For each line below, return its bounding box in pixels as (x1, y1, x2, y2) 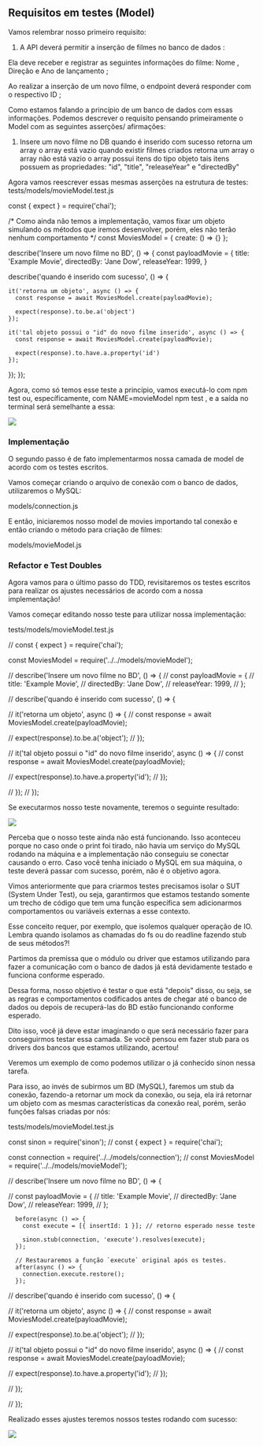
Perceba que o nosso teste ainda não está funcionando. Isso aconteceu (8, 832, 241, 842)
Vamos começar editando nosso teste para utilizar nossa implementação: (8, 610, 246, 619)
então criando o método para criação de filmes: (8, 525, 163, 535)
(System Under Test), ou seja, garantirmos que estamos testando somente (8, 890, 250, 899)
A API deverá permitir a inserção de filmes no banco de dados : (19, 43, 226, 52)
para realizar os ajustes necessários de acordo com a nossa (8, 586, 203, 595)
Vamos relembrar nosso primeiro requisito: (8, 27, 147, 36)
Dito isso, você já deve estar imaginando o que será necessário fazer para (8, 1026, 249, 1036)
